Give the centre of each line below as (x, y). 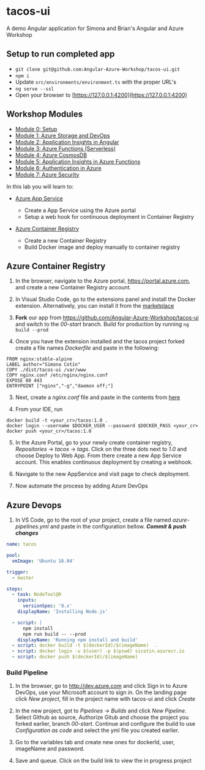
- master (23, 577)
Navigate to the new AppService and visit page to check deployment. (102, 474)
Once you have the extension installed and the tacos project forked (100, 341)
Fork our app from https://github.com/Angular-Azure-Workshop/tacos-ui (107, 318)
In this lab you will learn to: (40, 186)
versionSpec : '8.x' (47, 606)
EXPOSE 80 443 (24, 381)
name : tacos (21, 544)
